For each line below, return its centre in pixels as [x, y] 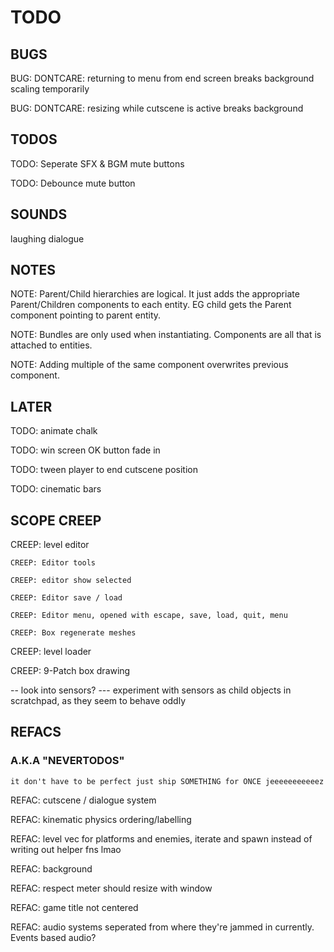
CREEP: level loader [51, 652]
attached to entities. [51, 345]
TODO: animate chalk [54, 431]
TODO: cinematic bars [56, 489]
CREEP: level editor [50, 545]
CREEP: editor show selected [71, 581]
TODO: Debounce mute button [73, 183]
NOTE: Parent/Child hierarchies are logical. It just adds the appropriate [155, 294]
